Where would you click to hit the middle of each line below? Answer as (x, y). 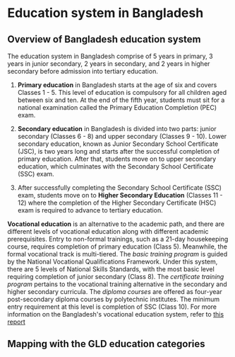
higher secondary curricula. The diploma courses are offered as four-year (115, 291)
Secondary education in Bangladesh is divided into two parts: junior (117, 129)
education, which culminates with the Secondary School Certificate (115, 166)
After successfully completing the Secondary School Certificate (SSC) (120, 188)
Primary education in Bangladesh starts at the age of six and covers (117, 85)
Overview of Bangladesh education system (104, 39)
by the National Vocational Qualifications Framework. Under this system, (113, 261)
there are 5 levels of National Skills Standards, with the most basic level (111, 269)
